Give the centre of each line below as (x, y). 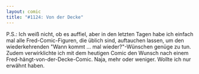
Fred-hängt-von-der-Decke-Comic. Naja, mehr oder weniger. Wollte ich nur (99, 59)
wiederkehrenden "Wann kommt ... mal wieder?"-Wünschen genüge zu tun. (99, 46)
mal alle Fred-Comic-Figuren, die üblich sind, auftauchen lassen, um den (95, 40)
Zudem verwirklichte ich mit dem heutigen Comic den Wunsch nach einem (97, 53)
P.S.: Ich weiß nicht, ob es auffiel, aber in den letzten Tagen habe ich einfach (100, 34)
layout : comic (24, 12)
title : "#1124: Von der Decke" (45, 17)
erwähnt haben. (26, 65)
